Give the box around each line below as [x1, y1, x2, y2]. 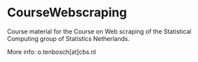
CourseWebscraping [7, 5, 127, 20]
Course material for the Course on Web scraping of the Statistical [7, 27, 192, 35]
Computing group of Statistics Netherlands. [7, 34, 130, 42]
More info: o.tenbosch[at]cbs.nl [7, 48, 97, 56]
